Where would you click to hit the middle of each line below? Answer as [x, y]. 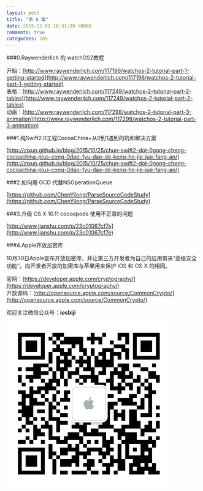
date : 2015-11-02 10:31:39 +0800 [49, 26]
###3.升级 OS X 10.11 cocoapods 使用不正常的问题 [70, 214]
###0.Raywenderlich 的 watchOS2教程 [55, 58]
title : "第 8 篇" [28, 19]
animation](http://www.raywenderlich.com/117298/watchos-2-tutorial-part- [101, 119]
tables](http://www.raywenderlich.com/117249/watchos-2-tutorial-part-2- [100, 99]
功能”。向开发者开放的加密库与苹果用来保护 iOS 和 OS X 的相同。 [89, 266]
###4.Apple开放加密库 [35, 245]
